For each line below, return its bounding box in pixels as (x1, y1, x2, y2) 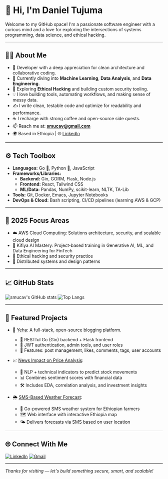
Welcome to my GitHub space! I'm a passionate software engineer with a (5, 21, 155, 27)
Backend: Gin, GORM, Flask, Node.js (19, 175, 96, 181)
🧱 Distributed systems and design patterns (12, 258, 100, 264)
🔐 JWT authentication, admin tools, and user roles (19, 342, 123, 348)
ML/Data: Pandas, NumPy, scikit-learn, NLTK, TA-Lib (19, 186, 129, 193)
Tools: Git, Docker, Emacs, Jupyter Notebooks (12, 191, 108, 198)
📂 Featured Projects (5, 314, 68, 322)
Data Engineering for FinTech (12, 248, 72, 254)
